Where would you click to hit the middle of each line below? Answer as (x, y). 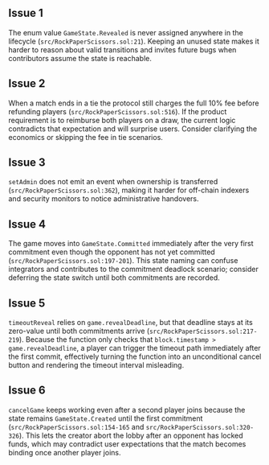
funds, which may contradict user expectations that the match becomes (127, 444)
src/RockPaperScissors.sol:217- (203, 332)
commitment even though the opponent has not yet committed (112, 252)
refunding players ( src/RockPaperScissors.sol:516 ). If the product (118, 111)
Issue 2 (27, 84)
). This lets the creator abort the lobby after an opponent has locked (131, 435)
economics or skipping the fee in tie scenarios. (86, 137)
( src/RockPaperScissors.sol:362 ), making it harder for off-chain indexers (129, 190)
